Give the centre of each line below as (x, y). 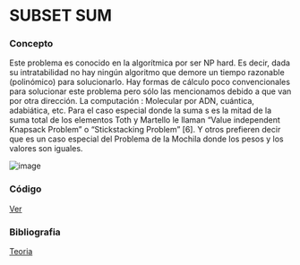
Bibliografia (35, 232)
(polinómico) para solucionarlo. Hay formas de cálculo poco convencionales (150, 82)
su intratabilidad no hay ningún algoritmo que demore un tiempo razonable (147, 73)
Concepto (31, 44)
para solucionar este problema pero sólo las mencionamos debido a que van (150, 91)
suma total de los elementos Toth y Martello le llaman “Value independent (145, 120)
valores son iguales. (46, 149)
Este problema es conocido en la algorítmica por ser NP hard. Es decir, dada (150, 63)
